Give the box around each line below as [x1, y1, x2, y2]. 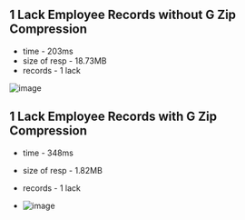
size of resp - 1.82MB [22, 165, 103, 175]
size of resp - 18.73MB [22, 55, 107, 66]
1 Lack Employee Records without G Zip [9, 7, 237, 23]
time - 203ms [22, 45, 74, 56]
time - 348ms [22, 147, 74, 158]
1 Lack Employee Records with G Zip [9, 109, 218, 125]
